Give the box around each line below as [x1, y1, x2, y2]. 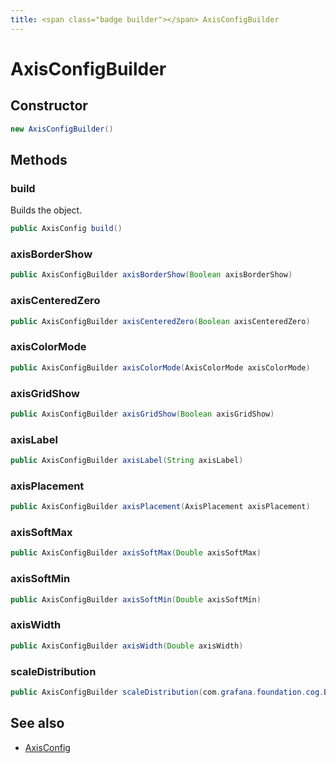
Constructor [10, 97, 88, 115]
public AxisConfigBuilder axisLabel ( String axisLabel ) [10, 456, 244, 466]
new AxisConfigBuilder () [10, 124, 114, 134]
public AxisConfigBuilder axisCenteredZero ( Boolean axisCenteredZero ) [10, 316, 311, 326]
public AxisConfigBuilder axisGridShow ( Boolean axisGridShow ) [10, 409, 275, 419]
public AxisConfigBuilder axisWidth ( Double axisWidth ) [10, 641, 244, 651]
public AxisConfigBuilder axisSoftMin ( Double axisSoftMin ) [10, 594, 262, 605]
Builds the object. [10, 204, 83, 216]
